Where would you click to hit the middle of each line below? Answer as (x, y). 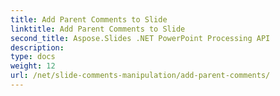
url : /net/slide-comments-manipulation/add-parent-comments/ (140, 76)
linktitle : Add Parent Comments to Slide (98, 29)
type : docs (33, 57)
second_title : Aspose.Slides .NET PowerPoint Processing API (140, 38)
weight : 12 (33, 66)
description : (37, 47)
